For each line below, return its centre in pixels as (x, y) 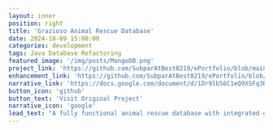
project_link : (32, 69)
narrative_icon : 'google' (52, 106)
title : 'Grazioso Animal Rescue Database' (81, 31)
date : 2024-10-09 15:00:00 (54, 38)
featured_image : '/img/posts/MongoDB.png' (81, 61)
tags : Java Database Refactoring (65, 53)
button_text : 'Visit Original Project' (76, 99)
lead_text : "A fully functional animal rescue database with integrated (134, 114)
